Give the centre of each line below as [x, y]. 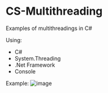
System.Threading [38, 58]
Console [25, 71]
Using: [14, 40]
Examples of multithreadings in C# [49, 28]
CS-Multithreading [54, 11]
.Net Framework [35, 65]
